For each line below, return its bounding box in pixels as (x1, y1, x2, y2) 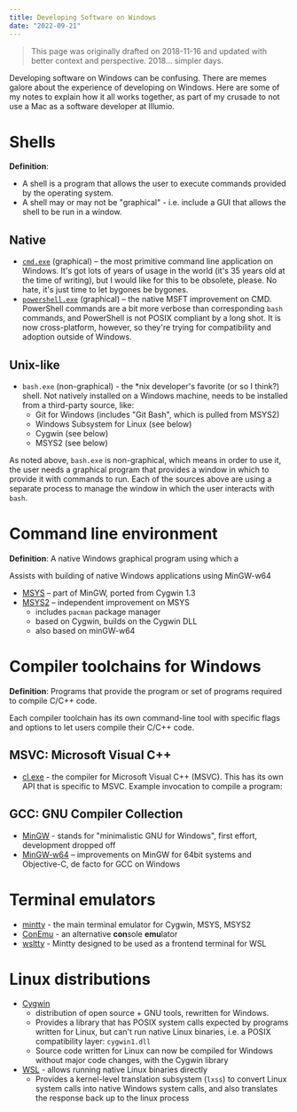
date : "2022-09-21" (9, 21, 82, 30)
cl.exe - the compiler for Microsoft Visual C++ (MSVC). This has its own (21, 771, 284, 782)
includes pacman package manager (35, 606, 161, 617)
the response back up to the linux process (35, 1092, 190, 1103)
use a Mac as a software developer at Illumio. (9, 100, 175, 111)
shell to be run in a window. (21, 206, 122, 218)
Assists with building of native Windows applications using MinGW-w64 (9, 571, 272, 580)
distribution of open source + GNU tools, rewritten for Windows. (35, 1008, 270, 1019)
